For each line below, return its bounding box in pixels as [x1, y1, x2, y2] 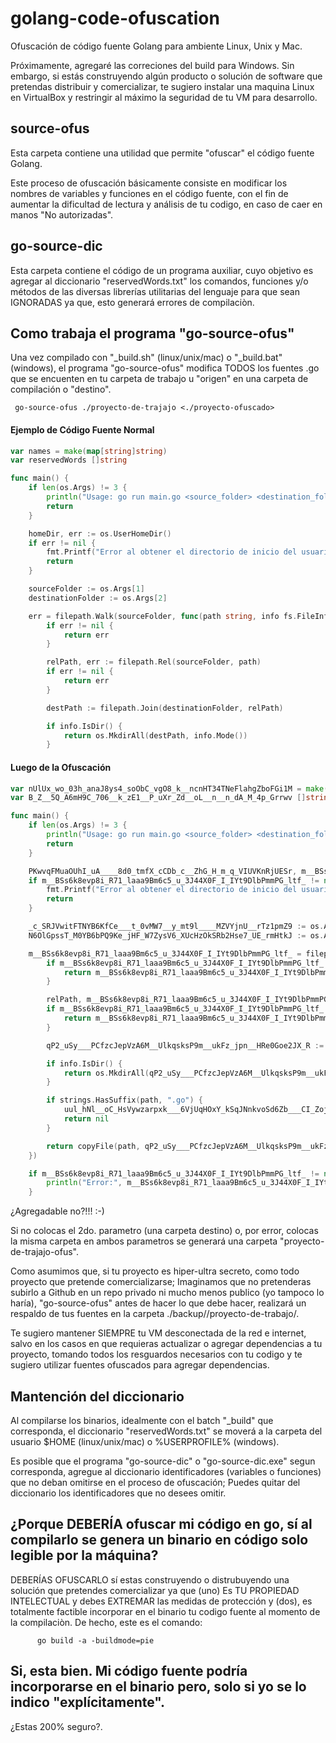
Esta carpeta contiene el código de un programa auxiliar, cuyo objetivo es [10, 264, 314, 276]
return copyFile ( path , [46, 1141, 141, 1151]
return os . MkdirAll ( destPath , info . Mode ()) [63, 730, 248, 741]
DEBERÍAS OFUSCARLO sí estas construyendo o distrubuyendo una [10, 1573, 290, 1586]
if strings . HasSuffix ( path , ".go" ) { [46, 1095, 203, 1106]
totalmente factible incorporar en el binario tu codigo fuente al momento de [10, 1605, 321, 1617]
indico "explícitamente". [10, 1694, 166, 1711]
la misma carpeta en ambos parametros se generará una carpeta [10, 1235, 278, 1247]
